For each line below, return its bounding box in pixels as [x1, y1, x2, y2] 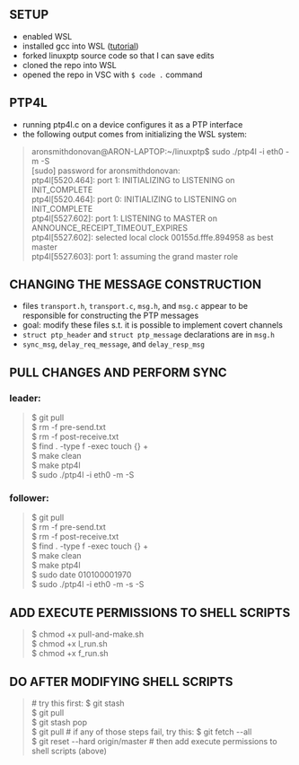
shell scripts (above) [31, 745, 108, 757]
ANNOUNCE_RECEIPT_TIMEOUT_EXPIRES [31, 222, 189, 233]
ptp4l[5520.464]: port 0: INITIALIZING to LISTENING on [31, 193, 237, 205]
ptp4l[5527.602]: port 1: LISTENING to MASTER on [31, 213, 218, 224]
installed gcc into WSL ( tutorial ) [22, 40, 139, 51]
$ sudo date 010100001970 [31, 569, 132, 580]
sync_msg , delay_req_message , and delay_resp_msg [22, 339, 205, 349]
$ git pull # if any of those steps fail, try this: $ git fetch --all [31, 726, 252, 737]
